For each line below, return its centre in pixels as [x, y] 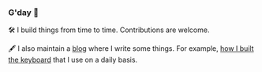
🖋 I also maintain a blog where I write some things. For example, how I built [131, 49]
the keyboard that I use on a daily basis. [73, 60]
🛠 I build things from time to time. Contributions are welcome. [109, 30]
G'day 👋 [24, 13]
